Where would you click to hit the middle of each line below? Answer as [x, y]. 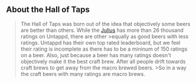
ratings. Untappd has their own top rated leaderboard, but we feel [100, 42]
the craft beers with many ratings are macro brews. [83, 74]
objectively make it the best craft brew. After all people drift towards [103, 61]
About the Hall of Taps [48, 10]
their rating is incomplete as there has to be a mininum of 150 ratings [104, 49]
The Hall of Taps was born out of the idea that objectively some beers [105, 24]
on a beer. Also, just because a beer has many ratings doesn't [96, 55]
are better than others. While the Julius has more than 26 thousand [102, 30]
